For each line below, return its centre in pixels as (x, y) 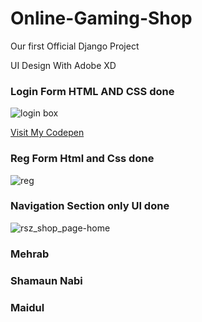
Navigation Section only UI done (90, 206)
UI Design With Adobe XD (63, 65)
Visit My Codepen (47, 133)
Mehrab (30, 254)
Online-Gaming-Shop (101, 18)
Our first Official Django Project (75, 46)
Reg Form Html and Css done (82, 159)
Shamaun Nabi (46, 280)
